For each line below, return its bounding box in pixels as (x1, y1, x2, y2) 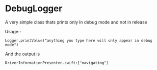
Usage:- (5, 28, 22, 34)
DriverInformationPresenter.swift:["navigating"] (5, 60, 109, 65)
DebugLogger (5, 3, 63, 14)
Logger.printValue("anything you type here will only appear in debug (5, 38, 153, 43)
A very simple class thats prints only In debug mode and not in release (5, 19, 147, 25)
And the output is (5, 51, 40, 57)
